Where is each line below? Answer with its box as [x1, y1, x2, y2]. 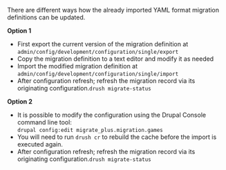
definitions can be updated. [7, 13, 86, 21]
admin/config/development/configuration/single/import [17, 70, 179, 77]
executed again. [17, 140, 64, 148]
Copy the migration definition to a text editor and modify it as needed [17, 55, 214, 63]
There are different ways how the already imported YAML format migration [7, 6, 220, 14]
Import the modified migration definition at [17, 62, 138, 70]
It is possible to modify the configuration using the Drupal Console [17, 111, 206, 119]
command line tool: [17, 118, 73, 126]
